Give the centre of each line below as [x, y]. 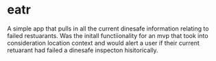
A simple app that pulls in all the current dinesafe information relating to [108, 28]
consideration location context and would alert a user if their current [104, 43]
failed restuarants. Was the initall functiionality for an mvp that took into [108, 35]
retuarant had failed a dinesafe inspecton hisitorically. [83, 50]
